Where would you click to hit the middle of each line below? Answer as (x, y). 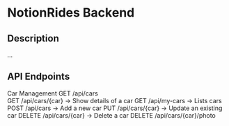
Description (33, 38)
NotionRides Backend (71, 13)
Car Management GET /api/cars (53, 93)
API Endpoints (39, 76)
